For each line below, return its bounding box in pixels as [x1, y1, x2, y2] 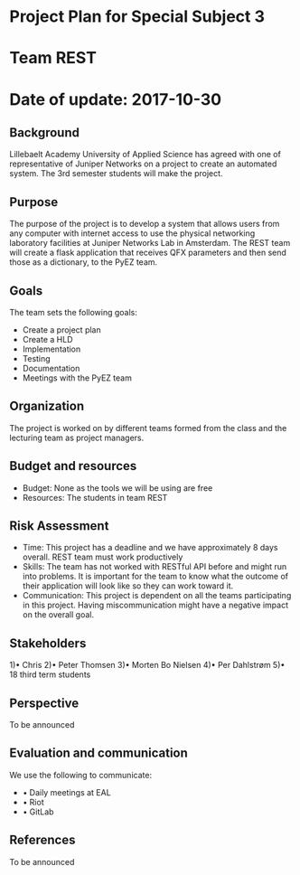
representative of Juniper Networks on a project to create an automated [9, 158, 277, 169]
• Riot [22, 796, 44, 807]
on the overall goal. [22, 609, 95, 620]
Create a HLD [22, 334, 73, 344]
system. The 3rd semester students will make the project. [9, 168, 223, 179]
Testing [22, 353, 52, 363]
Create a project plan [22, 325, 101, 335]
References [9, 833, 76, 848]
